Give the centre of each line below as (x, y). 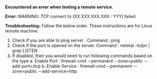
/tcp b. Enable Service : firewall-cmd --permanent (82, 66)
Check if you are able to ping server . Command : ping (66, 40)
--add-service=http (57, 71)
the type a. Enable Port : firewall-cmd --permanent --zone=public (77, 61)
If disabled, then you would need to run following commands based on (82, 56)
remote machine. (22, 31)
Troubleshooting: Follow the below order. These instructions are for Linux (79, 26)
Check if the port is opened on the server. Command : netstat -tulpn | (81, 45)
